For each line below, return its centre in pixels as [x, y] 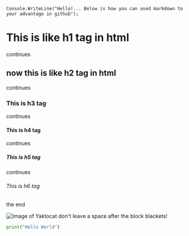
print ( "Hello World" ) [33, 227]
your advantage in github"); [42, 14]
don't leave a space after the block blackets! [113, 216]
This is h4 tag [23, 130]
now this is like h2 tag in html [61, 73]
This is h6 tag [23, 186]
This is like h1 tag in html [68, 38]
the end [16, 205]
